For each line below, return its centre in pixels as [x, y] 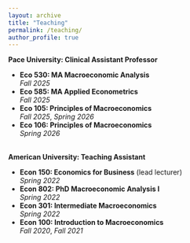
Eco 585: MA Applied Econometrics [79, 92]
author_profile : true [44, 37]
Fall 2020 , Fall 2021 [51, 231]
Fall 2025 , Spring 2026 [57, 117]
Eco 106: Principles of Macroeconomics [86, 125]
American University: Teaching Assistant [77, 157]
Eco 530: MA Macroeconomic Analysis [84, 75]
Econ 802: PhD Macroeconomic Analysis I [90, 189]
